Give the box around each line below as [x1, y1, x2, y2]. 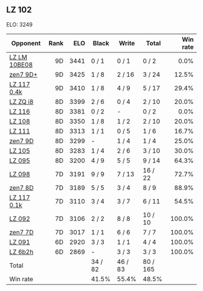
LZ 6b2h [9, 248, 34, 256]
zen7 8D [9, 184, 34, 192]
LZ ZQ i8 [9, 97, 34, 106]
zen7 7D [9, 228, 34, 236]
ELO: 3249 [6, 21, 33, 28]
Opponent [11, 39, 41, 47]
